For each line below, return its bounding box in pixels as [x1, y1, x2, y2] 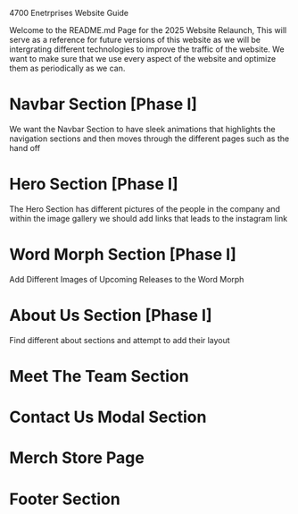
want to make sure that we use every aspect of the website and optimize [9, 54, 277, 63]
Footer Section [9, 489, 120, 509]
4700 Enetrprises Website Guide [9, 8, 129, 18]
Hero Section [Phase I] [9, 174, 178, 195]
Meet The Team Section [9, 366, 189, 386]
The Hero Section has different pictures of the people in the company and [9, 203, 281, 214]
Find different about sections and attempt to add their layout [9, 334, 230, 345]
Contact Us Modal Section [9, 407, 207, 427]
